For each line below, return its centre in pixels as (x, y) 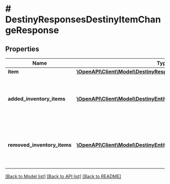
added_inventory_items (37, 99)
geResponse (32, 30)
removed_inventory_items (40, 145)
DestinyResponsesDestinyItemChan (83, 19)
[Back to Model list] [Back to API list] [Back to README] (63, 176)
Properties (22, 49)
